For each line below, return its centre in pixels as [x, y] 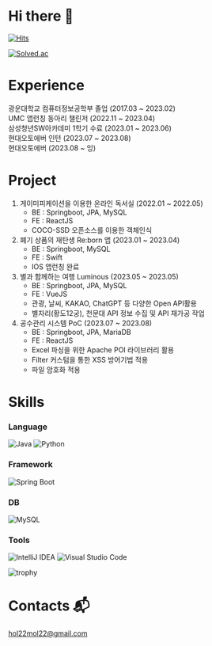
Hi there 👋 [41, 16]
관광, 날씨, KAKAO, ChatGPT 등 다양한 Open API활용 [114, 303]
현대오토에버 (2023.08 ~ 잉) [52, 148]
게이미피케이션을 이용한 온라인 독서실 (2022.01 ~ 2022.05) [111, 203]
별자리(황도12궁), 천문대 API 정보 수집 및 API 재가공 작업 [118, 313]
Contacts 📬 [49, 606]
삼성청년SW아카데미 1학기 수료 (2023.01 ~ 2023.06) [90, 128]
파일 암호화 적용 [56, 369]
